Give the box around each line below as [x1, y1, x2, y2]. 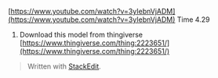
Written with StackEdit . [27, 62, 102, 71]
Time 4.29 [176, 15, 210, 24]
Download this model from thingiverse [19, 30, 144, 39]
